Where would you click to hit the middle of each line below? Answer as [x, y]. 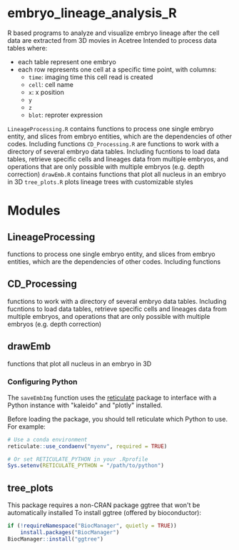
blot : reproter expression [66, 115]
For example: [27, 427]
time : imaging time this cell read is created [91, 77]
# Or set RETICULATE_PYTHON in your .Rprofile [78, 459]
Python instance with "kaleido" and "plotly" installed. [85, 405]
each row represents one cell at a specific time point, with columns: [117, 69]
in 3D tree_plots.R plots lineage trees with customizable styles [101, 182]
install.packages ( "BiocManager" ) [70, 533]
